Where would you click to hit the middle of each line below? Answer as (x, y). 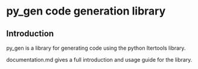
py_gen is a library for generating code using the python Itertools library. (96, 48)
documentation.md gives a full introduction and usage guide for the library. (99, 60)
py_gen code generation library (86, 11)
